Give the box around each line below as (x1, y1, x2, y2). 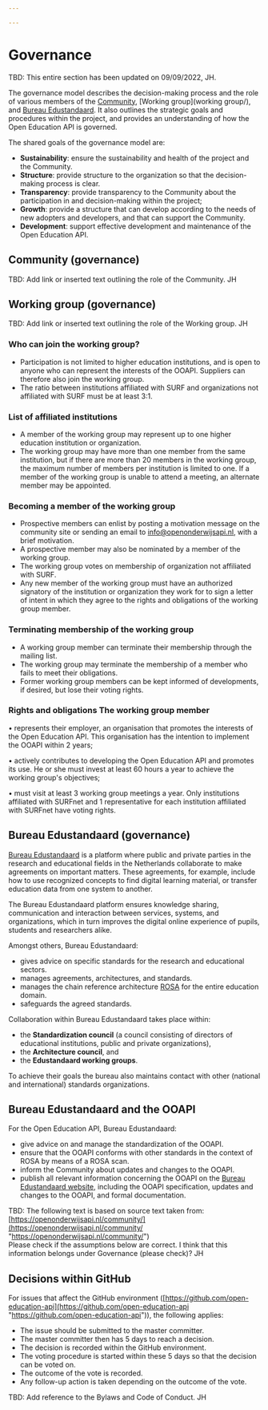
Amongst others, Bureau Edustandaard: (8, 940, 138, 950)
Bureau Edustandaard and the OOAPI (8, 1103, 196, 1116)
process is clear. (46, 178, 101, 188)
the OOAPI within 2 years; (8, 739, 94, 750)
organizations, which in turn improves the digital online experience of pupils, (8, 916, 260, 926)
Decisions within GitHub (8, 1272, 132, 1286)
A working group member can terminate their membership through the (19, 642, 252, 652)
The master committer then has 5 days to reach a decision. (19, 1335, 214, 1344)
